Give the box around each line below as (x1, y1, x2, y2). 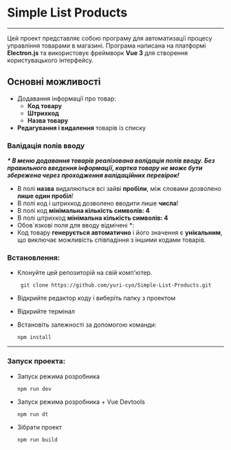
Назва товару (27, 116, 69, 125)
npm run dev (16, 385, 52, 392)
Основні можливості (7, 76, 101, 88)
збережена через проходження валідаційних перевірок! (7, 171, 180, 180)
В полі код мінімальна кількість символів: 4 (16, 207, 150, 215)
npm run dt (16, 411, 49, 418)
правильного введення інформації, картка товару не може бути (7, 164, 203, 172)
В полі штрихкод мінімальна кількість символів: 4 (16, 214, 168, 222)
